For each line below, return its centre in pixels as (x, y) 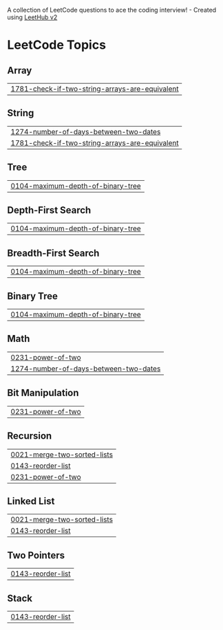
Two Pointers (36, 555)
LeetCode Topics (57, 45)
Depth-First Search (49, 210)
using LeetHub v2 (32, 17)
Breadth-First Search (53, 253)
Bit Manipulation (43, 393)
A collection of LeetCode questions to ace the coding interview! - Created (112, 10)
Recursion (30, 436)
